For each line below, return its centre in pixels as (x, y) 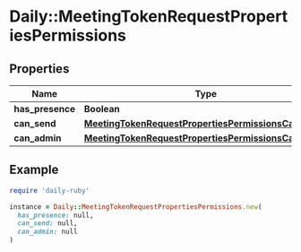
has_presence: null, (56, 215)
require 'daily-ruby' (50, 190)
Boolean (102, 109)
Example (34, 170)
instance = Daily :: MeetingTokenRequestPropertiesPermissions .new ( (136, 207)
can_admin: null (47, 232)
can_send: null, (47, 223)
